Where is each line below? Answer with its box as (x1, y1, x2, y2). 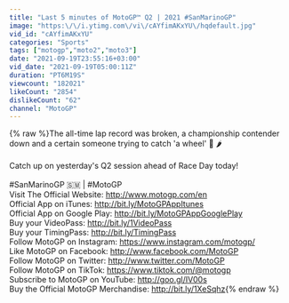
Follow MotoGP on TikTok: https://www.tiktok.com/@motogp (9, 265, 231, 275)
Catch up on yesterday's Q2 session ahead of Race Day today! (9, 161, 238, 171)
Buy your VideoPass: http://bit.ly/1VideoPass (9, 218, 173, 228)
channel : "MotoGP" (9, 104, 77, 113)
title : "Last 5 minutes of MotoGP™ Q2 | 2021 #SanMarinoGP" (9, 12, 237, 22)
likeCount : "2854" (9, 87, 77, 96)
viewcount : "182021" (9, 79, 86, 88)
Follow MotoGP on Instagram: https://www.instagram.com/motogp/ (9, 236, 255, 247)
